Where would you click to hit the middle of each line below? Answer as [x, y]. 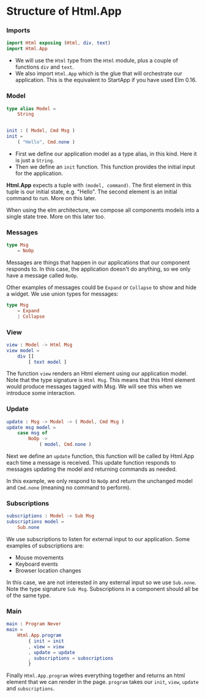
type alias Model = [31, 108]
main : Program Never [34, 624]
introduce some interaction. [41, 393]
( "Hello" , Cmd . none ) [46, 142]
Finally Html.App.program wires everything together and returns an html [96, 675]
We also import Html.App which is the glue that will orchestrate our [99, 73]
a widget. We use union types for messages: [62, 294]
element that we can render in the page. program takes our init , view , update [102, 682]
